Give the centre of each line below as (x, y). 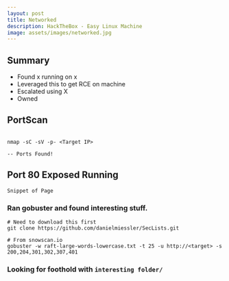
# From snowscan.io (35, 240)
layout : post (26, 13)
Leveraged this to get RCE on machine (71, 84)
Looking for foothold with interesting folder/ (85, 269)
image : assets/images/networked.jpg (59, 33)
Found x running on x (47, 77)
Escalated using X (43, 91)
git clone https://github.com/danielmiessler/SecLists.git (93, 228)
